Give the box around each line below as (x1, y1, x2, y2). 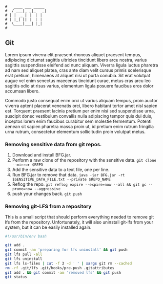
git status (5, 275, 27, 280)
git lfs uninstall (5, 256, 42, 261)
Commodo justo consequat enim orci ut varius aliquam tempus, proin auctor (5, 97, 158, 103)
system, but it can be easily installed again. (5, 224, 92, 230)
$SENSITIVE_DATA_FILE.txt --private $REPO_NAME (12, 177, 111, 182)
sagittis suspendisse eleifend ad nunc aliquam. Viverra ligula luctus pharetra (5, 62, 159, 68)
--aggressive (34, 187, 61, 192)
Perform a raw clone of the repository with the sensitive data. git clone (12, 157, 157, 163)
